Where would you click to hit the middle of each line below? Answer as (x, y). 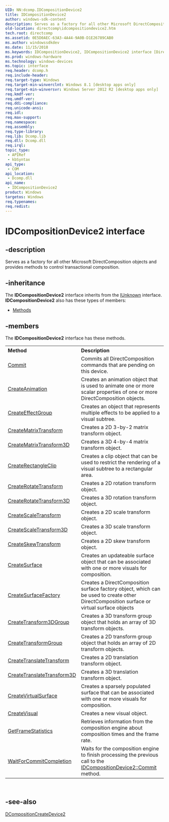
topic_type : (18, 150)
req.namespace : (21, 122)
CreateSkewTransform (34, 544)
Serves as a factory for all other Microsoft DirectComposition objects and (81, 262)
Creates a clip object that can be (119, 456)
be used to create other (109, 595)
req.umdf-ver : (20, 99)
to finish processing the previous (120, 755)
